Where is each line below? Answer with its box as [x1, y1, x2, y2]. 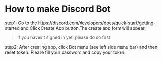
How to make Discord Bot [5, 3, 111, 15]
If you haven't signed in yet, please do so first [17, 34, 110, 40]
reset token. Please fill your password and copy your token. [5, 49, 126, 55]
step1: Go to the [5, 20, 37, 26]
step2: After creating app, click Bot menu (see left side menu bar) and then [5, 44, 158, 50]
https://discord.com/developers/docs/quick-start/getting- [38, 20, 156, 26]
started [5, 25, 20, 30]
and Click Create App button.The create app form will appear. [20, 25, 146, 30]
